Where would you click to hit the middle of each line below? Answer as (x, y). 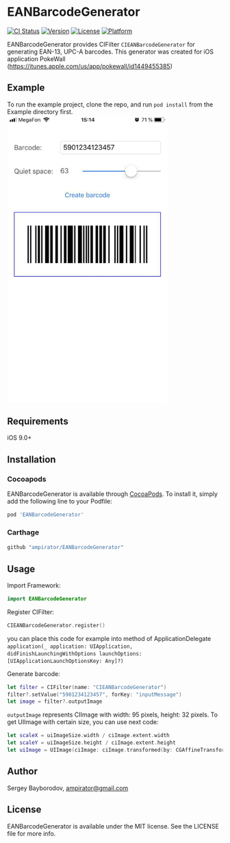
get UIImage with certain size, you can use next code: (83, 722)
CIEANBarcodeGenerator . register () (56, 625)
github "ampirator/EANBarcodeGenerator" (66, 548)
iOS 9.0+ (20, 438)
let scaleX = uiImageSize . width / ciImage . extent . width (88, 736)
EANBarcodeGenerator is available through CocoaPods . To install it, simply (112, 494)
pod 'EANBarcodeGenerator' (46, 515)
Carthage (23, 532)
